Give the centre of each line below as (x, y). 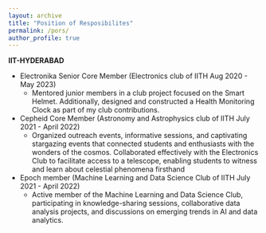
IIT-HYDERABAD (36, 61)
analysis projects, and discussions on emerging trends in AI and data (145, 211)
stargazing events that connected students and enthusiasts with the (143, 144)
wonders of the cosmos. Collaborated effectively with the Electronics (145, 152)
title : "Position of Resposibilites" (71, 23)
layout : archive (35, 16)
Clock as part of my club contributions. (96, 110)
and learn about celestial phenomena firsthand (108, 169)
